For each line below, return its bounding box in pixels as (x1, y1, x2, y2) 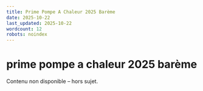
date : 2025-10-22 (6, 15, 50, 21)
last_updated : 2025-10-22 (6, 20, 72, 26)
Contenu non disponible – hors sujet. (6, 78, 98, 85)
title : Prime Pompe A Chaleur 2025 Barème (6, 8, 115, 15)
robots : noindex (6, 32, 47, 38)
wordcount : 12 (6, 25, 43, 32)
